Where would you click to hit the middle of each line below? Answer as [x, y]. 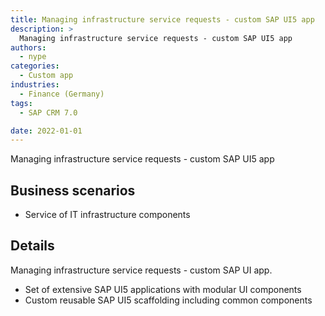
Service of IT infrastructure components [107, 215]
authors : [28, 47]
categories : [35, 66]
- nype [33, 57]
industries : [35, 85]
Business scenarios [73, 190]
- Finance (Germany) [62, 94]
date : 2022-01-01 [46, 131]
